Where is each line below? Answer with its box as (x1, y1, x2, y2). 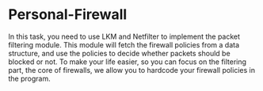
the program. (8, 74, 51, 83)
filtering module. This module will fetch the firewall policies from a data (8, 40, 240, 49)
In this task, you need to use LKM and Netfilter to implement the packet (8, 32, 240, 41)
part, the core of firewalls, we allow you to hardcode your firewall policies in (8, 65, 256, 74)
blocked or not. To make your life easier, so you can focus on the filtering (8, 57, 247, 66)
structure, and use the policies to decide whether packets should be (8, 48, 231, 58)
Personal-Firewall (8, 6, 128, 24)
